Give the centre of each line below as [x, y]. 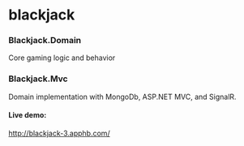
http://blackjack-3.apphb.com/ [60, 133]
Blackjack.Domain [45, 41]
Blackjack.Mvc [38, 79]
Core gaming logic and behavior [62, 58]
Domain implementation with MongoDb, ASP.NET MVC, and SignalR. [122, 97]
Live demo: [28, 115]
